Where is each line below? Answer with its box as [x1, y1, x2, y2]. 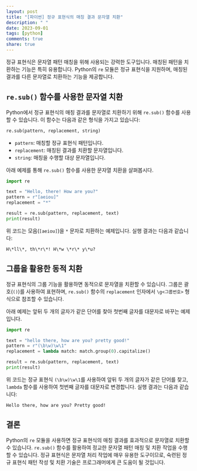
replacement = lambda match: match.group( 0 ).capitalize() [6, 349, 151, 354]
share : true [6, 42, 35, 48]
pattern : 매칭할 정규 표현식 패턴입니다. [14, 139, 104, 146]
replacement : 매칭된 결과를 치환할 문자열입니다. [14, 147, 124, 154]
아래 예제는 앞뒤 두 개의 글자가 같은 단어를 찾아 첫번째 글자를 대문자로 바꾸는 [6, 307, 180, 315]
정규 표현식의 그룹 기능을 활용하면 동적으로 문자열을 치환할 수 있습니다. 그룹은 [6, 280, 183, 287]
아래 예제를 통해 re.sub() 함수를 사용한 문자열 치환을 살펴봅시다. [6, 166, 154, 174]
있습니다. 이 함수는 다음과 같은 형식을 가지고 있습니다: [18, 116, 141, 123]
